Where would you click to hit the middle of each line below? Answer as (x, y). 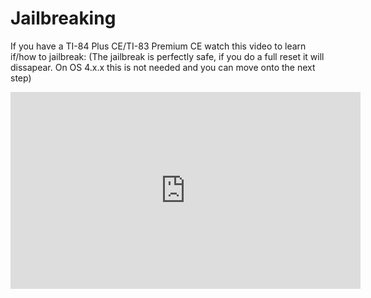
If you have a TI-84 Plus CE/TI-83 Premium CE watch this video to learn (158, 46)
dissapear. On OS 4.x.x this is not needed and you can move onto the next (163, 67)
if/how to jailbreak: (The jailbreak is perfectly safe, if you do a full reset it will (167, 56)
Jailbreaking (63, 18)
